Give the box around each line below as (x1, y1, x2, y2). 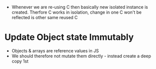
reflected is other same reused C (11, 15, 78, 20)
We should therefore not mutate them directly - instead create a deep (11, 53, 152, 59)
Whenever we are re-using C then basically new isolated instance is (11, 4, 148, 10)
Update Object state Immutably (4, 32, 134, 43)
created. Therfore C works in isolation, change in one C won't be (11, 9, 142, 15)
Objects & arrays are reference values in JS (11, 47, 99, 53)
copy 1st (11, 58, 29, 64)
